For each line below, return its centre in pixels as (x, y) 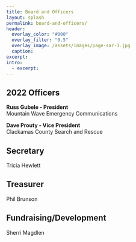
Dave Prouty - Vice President (43, 125)
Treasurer (25, 184)
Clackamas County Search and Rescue (55, 132)
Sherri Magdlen (26, 232)
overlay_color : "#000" (40, 34)
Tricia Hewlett (23, 165)
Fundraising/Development (56, 218)
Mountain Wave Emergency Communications (62, 114)
